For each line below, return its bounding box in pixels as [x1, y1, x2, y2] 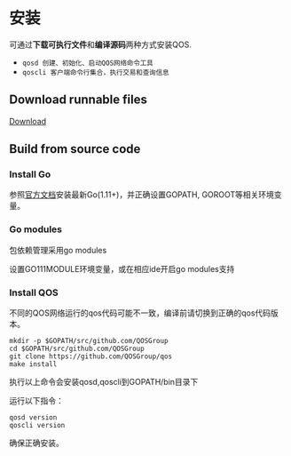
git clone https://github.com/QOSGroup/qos [9, 352, 173, 361]
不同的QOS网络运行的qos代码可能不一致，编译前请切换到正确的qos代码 [9, 308, 271, 318]
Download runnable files [9, 92, 148, 108]
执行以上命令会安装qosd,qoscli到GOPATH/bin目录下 [9, 377, 199, 388]
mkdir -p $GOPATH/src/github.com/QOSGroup [9, 337, 169, 346]
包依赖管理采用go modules [9, 244, 107, 255]
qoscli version [9, 421, 66, 430]
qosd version [9, 413, 58, 422]
